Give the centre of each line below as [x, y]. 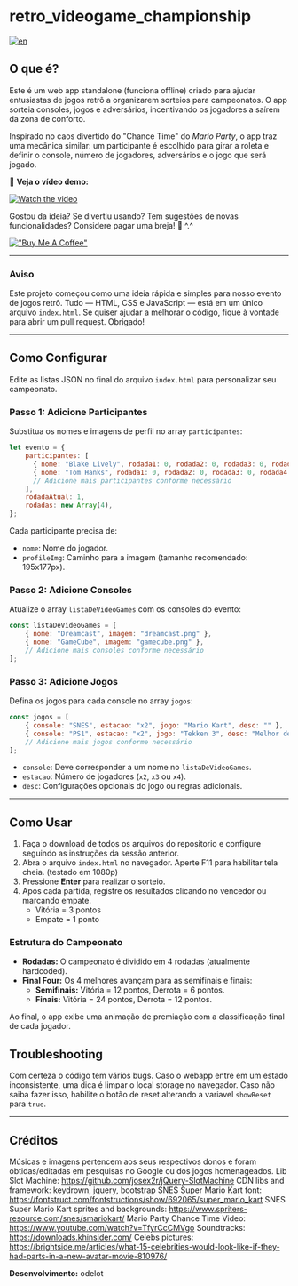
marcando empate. [56, 901]
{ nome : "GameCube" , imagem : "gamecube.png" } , [114, 642]
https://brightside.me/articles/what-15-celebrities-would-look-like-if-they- [145, 1247]
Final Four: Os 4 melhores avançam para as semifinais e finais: [137, 981]
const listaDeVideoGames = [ [63, 626]
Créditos [34, 1140]
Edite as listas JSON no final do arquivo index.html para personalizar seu [143, 379]
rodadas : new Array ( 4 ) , [69, 506]
